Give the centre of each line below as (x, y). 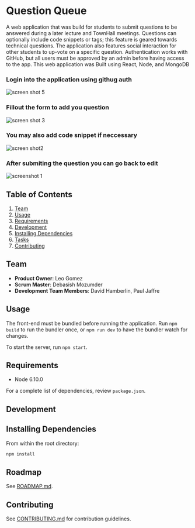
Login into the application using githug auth (69, 79)
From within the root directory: (43, 443)
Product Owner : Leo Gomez (48, 278)
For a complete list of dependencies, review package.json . (76, 391)
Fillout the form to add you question (58, 108)
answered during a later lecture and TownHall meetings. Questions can (91, 33)
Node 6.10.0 (29, 379)
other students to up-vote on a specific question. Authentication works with (97, 52)
